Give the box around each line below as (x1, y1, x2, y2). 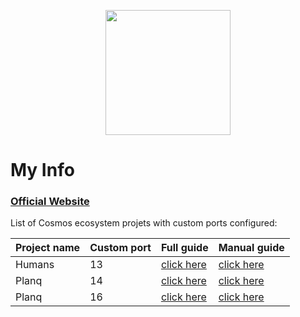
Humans (15, 258, 55, 272)
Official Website (10, 195, 90, 209)
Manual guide (218, 241, 285, 255)
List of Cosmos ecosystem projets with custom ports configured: (10, 217, 278, 229)
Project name (15, 241, 81, 255)
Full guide (160, 241, 209, 255)
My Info (10, 159, 75, 182)
